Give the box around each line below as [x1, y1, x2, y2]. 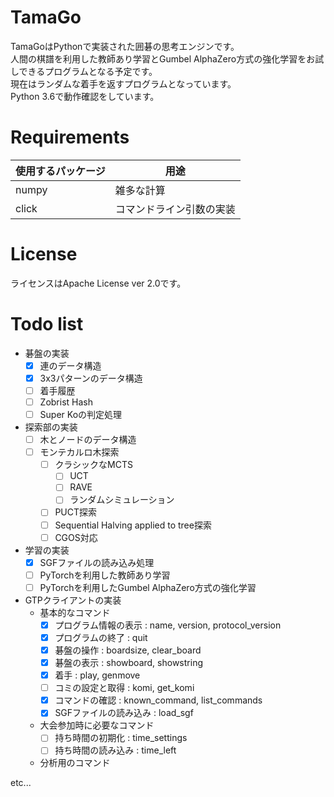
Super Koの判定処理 [39, 409, 123, 420]
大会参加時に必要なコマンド [39, 719, 155, 731]
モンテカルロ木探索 [39, 446, 120, 458]
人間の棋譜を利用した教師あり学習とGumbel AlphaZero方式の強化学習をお [10, 52, 316, 65]
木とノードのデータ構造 [39, 434, 137, 446]
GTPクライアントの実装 [24, 594, 122, 606]
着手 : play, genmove [54, 669, 141, 681]
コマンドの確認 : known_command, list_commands [54, 694, 263, 706]
